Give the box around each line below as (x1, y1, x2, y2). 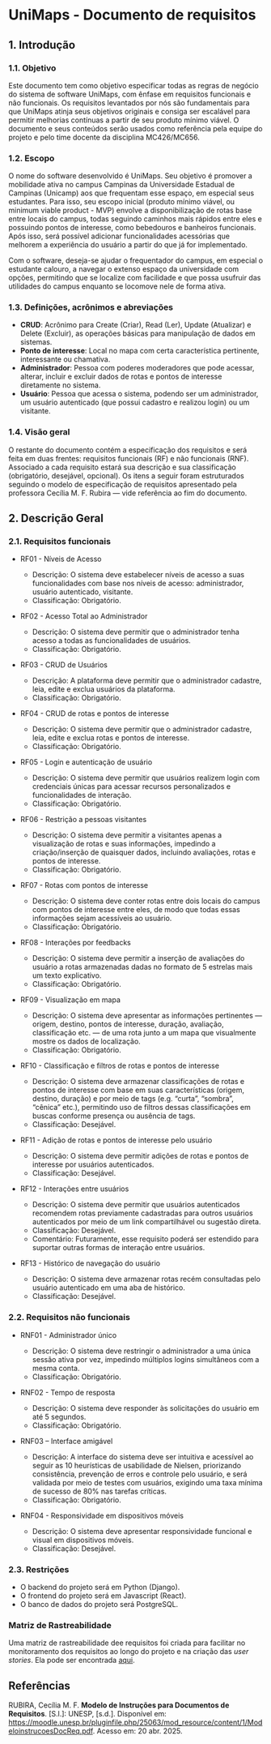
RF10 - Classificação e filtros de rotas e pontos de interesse (19, 1061, 220, 1071)
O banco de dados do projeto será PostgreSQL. (19, 1600, 179, 1609)
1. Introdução (8, 38, 75, 52)
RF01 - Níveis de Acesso (19, 554, 102, 564)
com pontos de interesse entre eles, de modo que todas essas (32, 905, 240, 915)
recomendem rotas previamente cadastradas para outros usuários (32, 1208, 253, 1218)
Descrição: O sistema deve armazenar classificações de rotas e (32, 1077, 245, 1086)
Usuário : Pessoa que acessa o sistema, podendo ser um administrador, (19, 389, 259, 399)
